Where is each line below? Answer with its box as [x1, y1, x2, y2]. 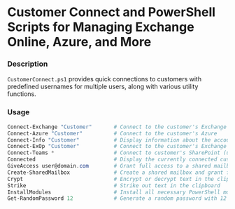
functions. [7, 90, 36, 98]
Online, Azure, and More [7, 34, 152, 50]
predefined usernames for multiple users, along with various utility [7, 82, 199, 91]
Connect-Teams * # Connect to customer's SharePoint [7, 149, 220, 156]
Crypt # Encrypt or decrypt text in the [7, 175, 215, 182]
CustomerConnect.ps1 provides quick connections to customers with [7, 75, 201, 83]
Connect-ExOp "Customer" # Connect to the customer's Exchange [7, 143, 227, 150]
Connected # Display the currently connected [7, 156, 218, 163]
